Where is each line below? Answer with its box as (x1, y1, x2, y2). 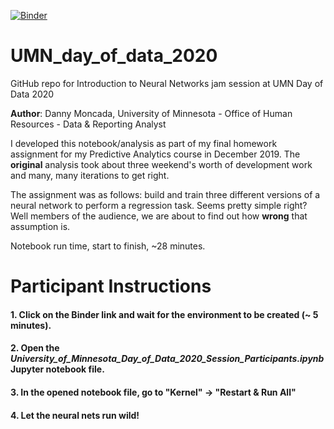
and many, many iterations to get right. (10, 169, 170, 181)
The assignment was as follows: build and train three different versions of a (10, 188, 321, 200)
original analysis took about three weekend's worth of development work (10, 158, 313, 170)
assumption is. (10, 220, 71, 232)
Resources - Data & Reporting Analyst (10, 118, 167, 130)
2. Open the (10, 342, 60, 354)
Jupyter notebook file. (10, 363, 105, 375)
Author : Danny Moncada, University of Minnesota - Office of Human (10, 107, 293, 119)
